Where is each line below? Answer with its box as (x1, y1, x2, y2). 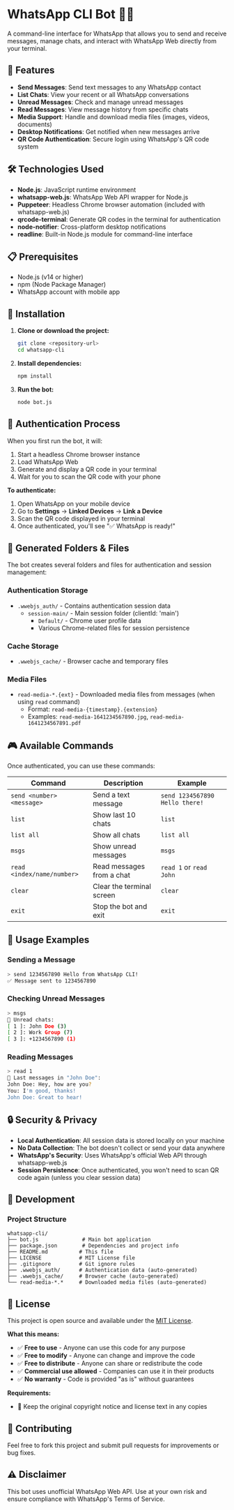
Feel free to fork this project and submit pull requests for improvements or (7, 1441, 219, 1449)
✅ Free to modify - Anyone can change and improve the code (17, 1352, 196, 1360)
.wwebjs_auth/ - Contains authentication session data (17, 601, 171, 610)
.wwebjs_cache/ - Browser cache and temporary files (17, 657, 169, 665)
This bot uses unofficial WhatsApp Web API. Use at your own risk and (7, 1487, 208, 1495)
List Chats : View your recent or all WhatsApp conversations (17, 90, 189, 98)
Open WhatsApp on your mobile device (17, 499, 131, 508)
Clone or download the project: (17, 327, 109, 335)
